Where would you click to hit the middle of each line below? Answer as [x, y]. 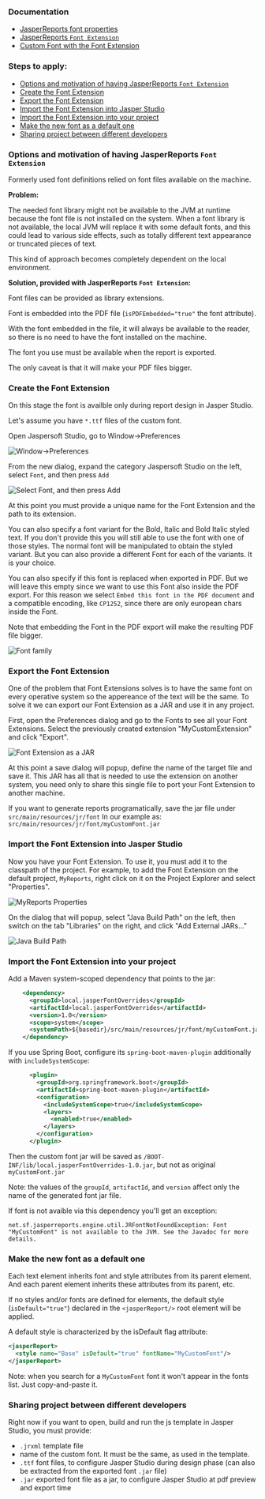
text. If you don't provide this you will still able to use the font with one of [126, 538]
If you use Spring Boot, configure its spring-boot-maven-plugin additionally [130, 1053]
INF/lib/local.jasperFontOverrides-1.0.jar [81, 1165]
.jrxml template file [52, 1446]
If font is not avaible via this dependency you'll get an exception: [113, 1211]
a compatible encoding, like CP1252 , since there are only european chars [125, 604]
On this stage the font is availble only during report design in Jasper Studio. [131, 405]
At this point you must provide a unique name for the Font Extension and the [132, 506]
